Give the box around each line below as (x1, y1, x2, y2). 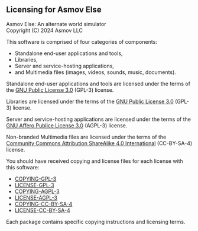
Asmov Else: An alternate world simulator (6, 20, 106, 27)
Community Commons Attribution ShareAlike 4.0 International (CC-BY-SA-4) (6, 139, 193, 147)
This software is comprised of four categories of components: (6, 38, 158, 45)
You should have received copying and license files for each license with (6, 157, 183, 165)
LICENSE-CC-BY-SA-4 (14, 207, 71, 214)
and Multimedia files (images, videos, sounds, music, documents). (14, 68, 176, 76)
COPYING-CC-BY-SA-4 (14, 200, 73, 207)
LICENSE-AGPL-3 (14, 194, 58, 201)
